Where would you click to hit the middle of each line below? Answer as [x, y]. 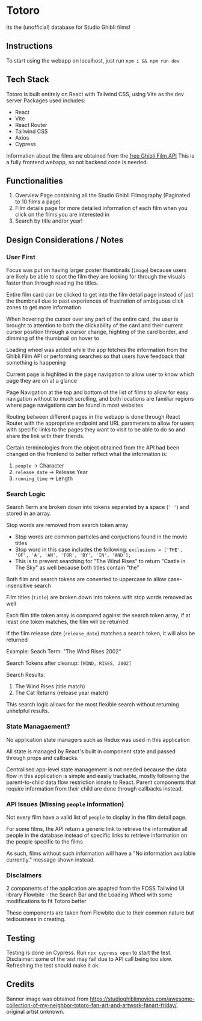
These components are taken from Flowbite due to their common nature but [100, 913]
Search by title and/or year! [49, 221]
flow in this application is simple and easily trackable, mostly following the [98, 776]
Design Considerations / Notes [65, 240]
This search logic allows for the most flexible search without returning [93, 705]
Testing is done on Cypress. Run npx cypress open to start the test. [89, 953]
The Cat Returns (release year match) [61, 693]
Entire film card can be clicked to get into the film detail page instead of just [100, 295]
